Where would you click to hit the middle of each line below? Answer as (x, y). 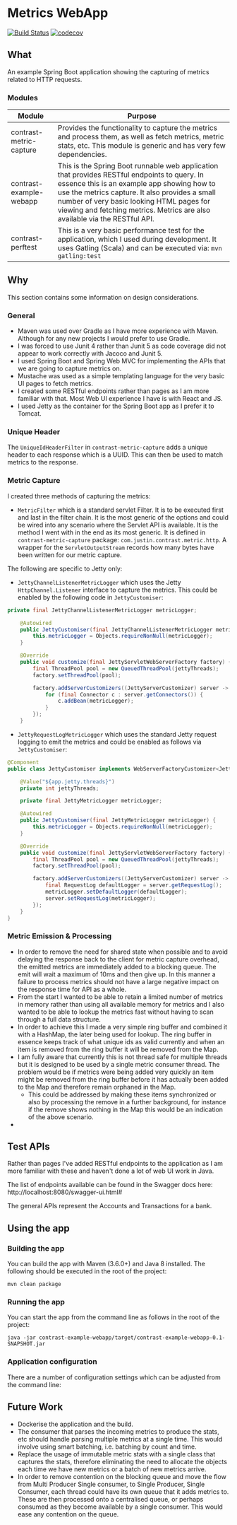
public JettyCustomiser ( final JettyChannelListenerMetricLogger (116, 630)
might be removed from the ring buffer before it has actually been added (123, 1079)
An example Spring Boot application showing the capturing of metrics (108, 71)
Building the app (36, 1248)
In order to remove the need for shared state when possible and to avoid (122, 952)
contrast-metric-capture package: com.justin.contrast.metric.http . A (122, 539)
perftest (24, 247)
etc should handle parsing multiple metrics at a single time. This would (120, 1439)
